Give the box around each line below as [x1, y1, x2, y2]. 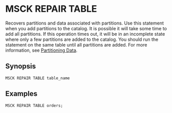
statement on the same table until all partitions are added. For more [5, 41, 147, 48]
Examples [5, 89, 37, 98]
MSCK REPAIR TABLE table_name [5, 75, 70, 81]
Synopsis [5, 62, 36, 71]
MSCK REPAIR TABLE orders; [5, 103, 63, 108]
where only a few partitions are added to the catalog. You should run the [5, 36, 159, 42]
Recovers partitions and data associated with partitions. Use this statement [5, 20, 164, 26]
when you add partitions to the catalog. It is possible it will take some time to [5, 25, 167, 31]
